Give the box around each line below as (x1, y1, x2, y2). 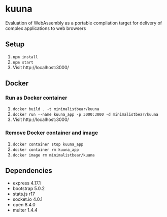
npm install (12, 54, 38, 59)
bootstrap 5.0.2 (12, 185, 45, 191)
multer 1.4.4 (12, 207, 38, 213)
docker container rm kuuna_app (12, 147, 79, 152)
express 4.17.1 (12, 180, 41, 186)
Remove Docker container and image (5, 129, 98, 136)
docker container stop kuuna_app (12, 142, 84, 147)
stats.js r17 (12, 191, 36, 197)
